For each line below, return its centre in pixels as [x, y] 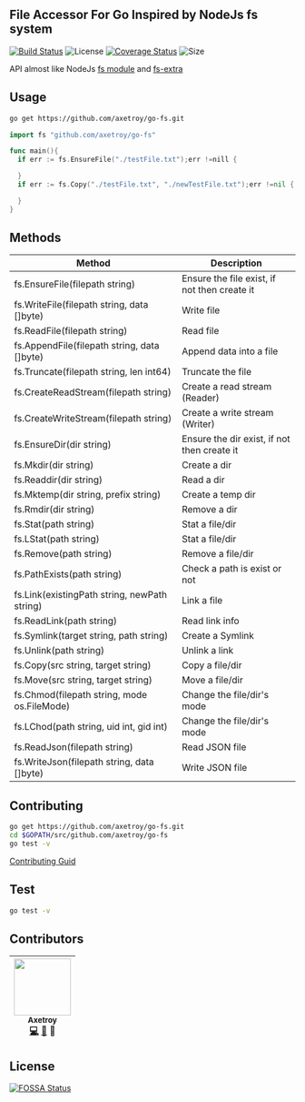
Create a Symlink [217, 636]
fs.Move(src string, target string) [83, 680]
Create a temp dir [218, 495]
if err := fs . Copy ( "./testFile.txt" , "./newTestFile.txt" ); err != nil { [156, 185]
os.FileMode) [42, 706]
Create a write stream [227, 413]
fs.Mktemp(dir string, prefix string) [88, 495]
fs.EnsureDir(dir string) [63, 445]
